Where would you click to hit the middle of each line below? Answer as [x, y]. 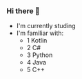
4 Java [36, 63]
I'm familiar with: [40, 33]
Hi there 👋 [23, 11]
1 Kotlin [37, 41]
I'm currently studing [46, 26]
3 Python [40, 55]
